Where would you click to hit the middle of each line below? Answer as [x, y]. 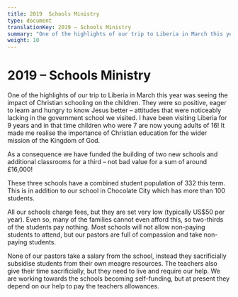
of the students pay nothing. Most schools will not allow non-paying [106, 227]
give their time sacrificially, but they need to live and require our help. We [114, 271]
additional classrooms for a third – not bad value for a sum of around [107, 162]
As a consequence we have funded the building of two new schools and [113, 154]
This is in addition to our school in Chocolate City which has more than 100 [116, 191]
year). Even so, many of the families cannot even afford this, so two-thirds [115, 220]
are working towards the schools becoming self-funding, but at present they [119, 279]
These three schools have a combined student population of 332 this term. [116, 183]
